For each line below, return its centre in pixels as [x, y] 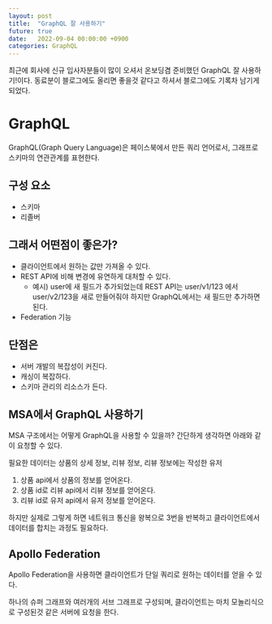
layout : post [30, 16]
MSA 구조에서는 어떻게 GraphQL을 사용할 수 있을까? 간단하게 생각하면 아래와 [131, 435]
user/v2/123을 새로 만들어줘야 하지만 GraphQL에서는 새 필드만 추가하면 [146, 297]
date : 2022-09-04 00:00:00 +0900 [69, 39]
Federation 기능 [45, 317]
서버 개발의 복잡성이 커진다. [64, 366]
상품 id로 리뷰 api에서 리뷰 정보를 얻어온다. [88, 490]
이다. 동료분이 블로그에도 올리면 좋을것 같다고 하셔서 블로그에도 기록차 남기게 [138, 80]
